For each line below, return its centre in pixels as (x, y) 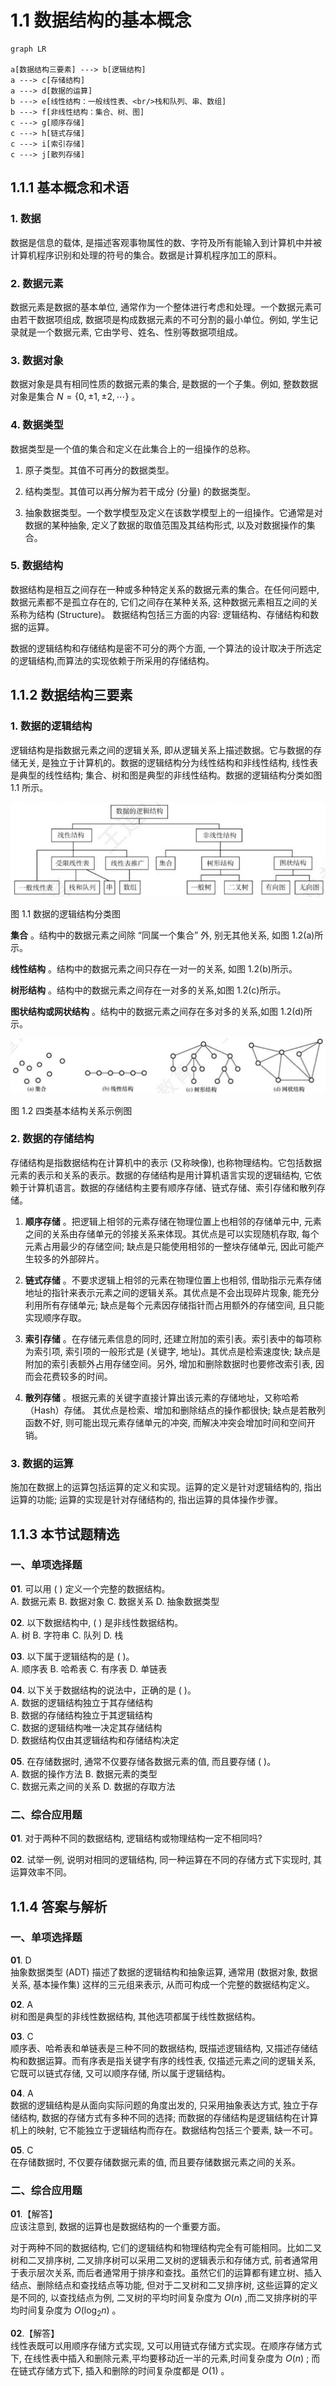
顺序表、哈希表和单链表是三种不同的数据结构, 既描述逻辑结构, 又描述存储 (160, 2048)
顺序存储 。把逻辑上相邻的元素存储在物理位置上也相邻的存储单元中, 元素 (173, 1221)
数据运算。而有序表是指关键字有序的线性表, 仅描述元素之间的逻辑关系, (172, 2060)
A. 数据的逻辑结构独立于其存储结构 (81, 1702)
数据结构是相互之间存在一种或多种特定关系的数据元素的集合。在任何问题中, (165, 589)
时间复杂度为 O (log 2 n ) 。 (70, 2311)
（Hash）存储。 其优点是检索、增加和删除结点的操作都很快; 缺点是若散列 (175, 1410)
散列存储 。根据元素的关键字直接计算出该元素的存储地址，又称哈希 (162, 1397)
